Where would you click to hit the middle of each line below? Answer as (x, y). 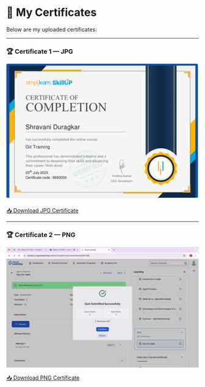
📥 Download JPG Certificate (42, 210)
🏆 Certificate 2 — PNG (41, 235)
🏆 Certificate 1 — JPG (40, 51)
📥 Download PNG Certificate (43, 378)
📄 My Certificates (52, 13)
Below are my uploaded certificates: (52, 29)
